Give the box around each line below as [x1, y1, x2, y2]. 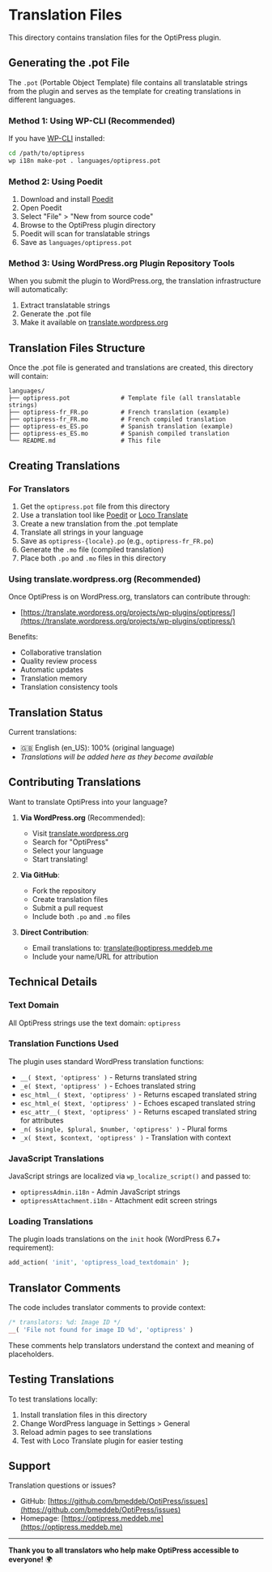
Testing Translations [8, 1372, 115, 1386]
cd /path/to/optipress [8, 149, 85, 157]
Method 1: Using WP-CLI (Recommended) [8, 115, 176, 127]
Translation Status [8, 706, 104, 719]
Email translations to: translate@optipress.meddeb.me [32, 943, 213, 952]
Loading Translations [8, 1216, 94, 1227]
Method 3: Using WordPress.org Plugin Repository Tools [8, 258, 236, 269]
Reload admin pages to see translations [19, 1427, 152, 1437]
